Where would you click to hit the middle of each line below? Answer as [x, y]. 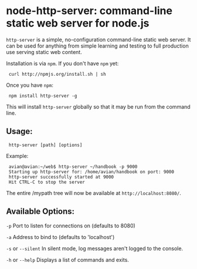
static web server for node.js [78, 23]
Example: [17, 156]
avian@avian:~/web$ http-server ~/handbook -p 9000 [73, 167]
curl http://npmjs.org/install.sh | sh [57, 74]
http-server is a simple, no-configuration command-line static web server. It [98, 39]
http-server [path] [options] [45, 145]
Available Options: [40, 212]
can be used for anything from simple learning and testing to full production [97, 46]
